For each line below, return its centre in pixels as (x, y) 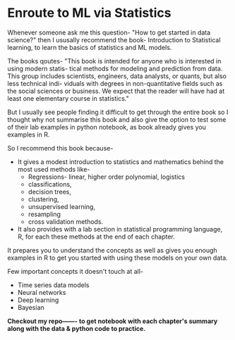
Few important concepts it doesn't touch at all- (75, 271)
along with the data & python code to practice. (77, 328)
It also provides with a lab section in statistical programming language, (120, 229)
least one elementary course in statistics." (68, 98)
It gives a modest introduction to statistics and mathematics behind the (121, 162)
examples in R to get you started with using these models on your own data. (117, 258)
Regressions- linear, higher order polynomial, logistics (107, 177)
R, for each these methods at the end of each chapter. (96, 237)
